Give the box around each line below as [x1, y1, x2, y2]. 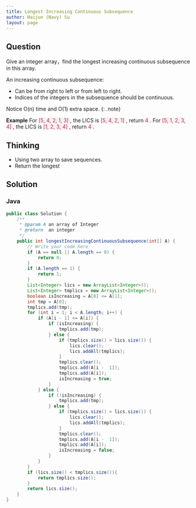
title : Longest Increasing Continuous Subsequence [6, 8, 133, 15]
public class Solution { [6, 211, 67, 217]
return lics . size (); [27, 486, 78, 492]
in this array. [6, 65, 37, 72]
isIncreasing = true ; [58, 375, 112, 382]
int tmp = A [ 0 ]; [27, 298, 67, 305]
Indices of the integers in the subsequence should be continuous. [14, 94, 175, 101]
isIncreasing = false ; [58, 448, 115, 454]
